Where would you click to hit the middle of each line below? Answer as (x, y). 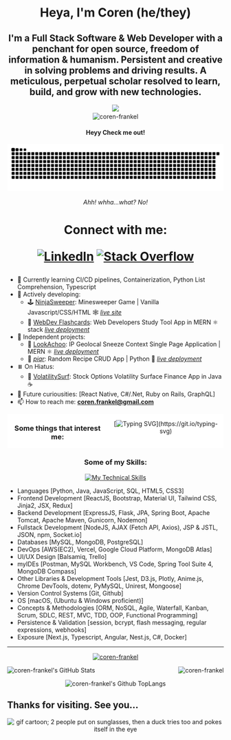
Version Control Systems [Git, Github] (70, 593)
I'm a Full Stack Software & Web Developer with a (115, 38)
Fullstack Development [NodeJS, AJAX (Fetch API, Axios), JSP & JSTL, (117, 527)
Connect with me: (115, 230)
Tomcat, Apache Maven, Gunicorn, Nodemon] (82, 520)
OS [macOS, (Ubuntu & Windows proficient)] (80, 600)
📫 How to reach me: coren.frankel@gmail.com (85, 402)
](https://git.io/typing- (187, 424)
